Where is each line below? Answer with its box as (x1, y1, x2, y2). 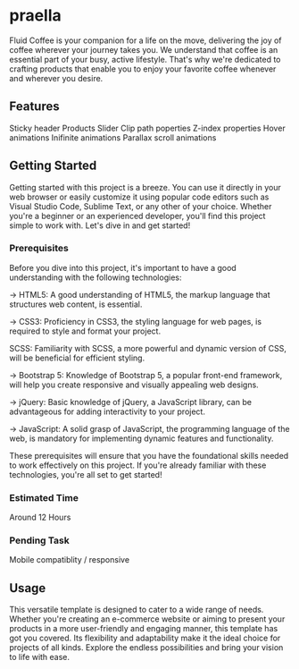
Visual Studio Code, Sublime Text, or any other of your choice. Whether (9, 200, 272, 211)
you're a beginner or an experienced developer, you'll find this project (9, 210, 266, 221)
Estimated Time (9, 491, 79, 504)
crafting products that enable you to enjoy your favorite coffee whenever (9, 64, 277, 74)
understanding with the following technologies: (9, 272, 182, 283)
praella (9, 5, 62, 26)
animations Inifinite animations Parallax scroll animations (9, 131, 217, 143)
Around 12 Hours (9, 512, 71, 523)
